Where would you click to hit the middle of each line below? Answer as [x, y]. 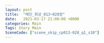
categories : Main [23, 23]
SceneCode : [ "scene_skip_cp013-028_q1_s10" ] [52, 33]
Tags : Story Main [23, 28]
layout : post [19, 10]
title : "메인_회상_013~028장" [35, 14]
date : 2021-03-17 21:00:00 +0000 [42, 19]
